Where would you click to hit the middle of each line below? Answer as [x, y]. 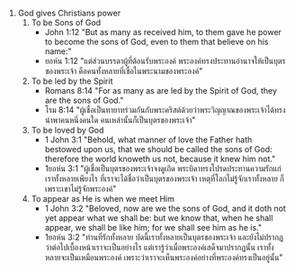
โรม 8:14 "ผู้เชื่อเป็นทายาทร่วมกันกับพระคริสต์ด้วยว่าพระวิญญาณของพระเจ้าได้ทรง [165, 110]
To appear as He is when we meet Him [103, 199]
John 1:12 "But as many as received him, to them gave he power [163, 32]
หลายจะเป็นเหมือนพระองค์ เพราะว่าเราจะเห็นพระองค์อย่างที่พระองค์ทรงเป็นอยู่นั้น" [164, 257]
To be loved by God [67, 130]
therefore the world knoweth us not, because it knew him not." [160, 159]
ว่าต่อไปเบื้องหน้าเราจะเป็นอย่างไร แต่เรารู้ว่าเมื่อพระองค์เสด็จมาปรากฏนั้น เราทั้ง [159, 247]
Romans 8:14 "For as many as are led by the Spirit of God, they [161, 91]
